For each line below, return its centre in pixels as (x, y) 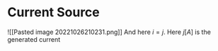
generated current (34, 39)
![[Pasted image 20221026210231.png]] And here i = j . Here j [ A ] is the (109, 32)
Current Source (54, 12)
